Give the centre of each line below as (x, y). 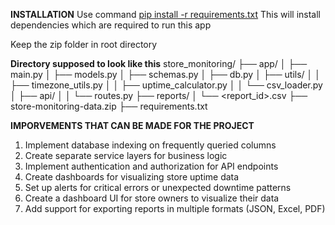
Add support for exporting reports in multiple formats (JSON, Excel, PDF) (175, 208)
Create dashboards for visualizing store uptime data (132, 177)
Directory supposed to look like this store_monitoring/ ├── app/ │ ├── (159, 63)
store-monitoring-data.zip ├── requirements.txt (109, 106)
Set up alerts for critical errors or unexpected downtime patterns (158, 187)
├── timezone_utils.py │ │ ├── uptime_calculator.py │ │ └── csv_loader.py (166, 85)
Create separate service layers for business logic (126, 155)
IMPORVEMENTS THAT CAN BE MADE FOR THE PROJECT (132, 125)
